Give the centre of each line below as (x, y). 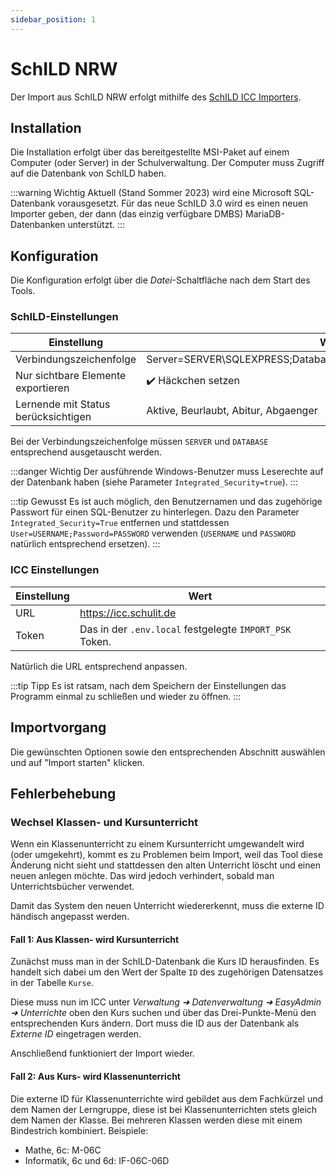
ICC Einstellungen (55, 570)
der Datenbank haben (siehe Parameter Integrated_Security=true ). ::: (154, 482)
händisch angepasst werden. (70, 917)
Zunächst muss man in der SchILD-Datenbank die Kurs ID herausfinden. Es (165, 962)
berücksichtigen (53, 417)
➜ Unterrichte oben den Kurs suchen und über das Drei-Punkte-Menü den (163, 1013)
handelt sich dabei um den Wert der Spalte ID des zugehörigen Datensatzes (167, 972)
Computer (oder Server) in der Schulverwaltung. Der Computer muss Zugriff (167, 163)
